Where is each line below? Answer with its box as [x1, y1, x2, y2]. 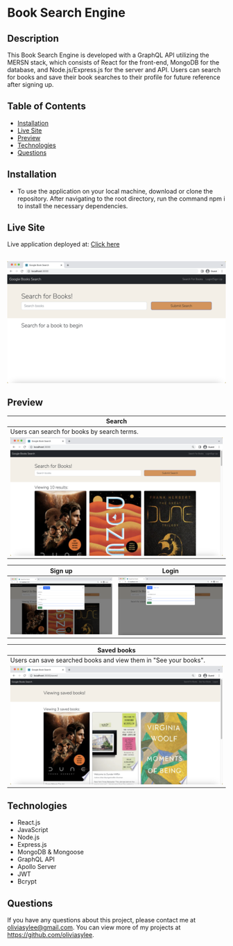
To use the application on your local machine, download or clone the [17, 187, 214, 195]
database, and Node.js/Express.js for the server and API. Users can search [7, 66, 221, 74]
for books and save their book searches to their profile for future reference [7, 73, 221, 81]
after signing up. [7, 81, 54, 88]
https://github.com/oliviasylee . [7, 931, 95, 939]
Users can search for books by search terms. [10, 427, 139, 435]
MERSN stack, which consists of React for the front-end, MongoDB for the [7, 58, 220, 67]
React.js [17, 818, 41, 827]
